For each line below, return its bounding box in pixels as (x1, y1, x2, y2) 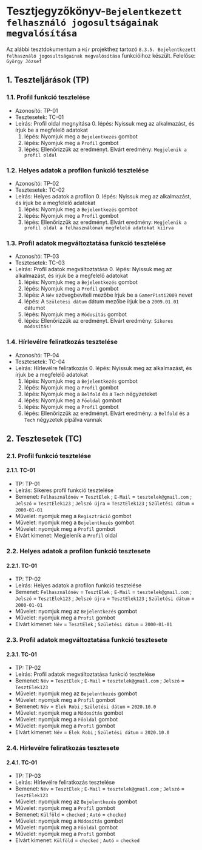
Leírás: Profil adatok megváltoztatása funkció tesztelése (15, 670, 155, 678)
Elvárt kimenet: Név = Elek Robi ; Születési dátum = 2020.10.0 (15, 729, 170, 736)
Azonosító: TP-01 (15, 107, 58, 114)
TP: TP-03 (15, 772, 41, 780)
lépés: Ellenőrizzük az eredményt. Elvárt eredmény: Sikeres (24, 317, 173, 325)
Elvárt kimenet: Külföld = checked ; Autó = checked (15, 837, 140, 844)
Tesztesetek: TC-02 (15, 186, 66, 194)
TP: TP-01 (15, 481, 41, 488)
